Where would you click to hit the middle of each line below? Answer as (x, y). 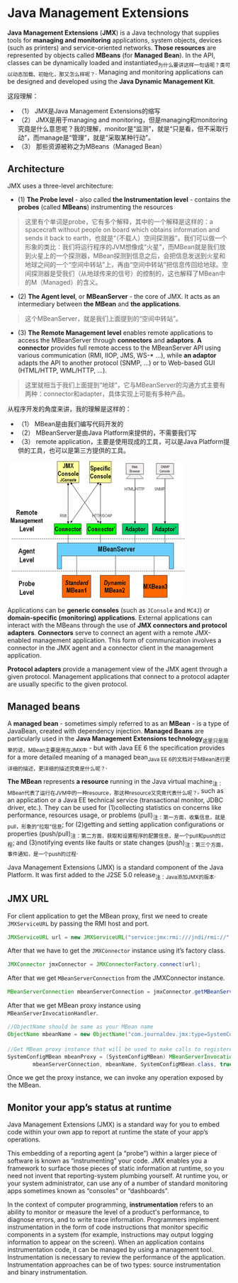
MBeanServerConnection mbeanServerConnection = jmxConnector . (101, 992)
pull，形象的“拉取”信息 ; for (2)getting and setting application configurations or (116, 825)
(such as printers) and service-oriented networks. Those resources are (112, 47)
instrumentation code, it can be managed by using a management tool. (110, 1250)
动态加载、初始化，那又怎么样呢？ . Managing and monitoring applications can (118, 73)
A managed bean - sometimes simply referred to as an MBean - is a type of (118, 724)
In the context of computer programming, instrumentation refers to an (110, 1204)
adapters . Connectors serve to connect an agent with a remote (100, 633)
